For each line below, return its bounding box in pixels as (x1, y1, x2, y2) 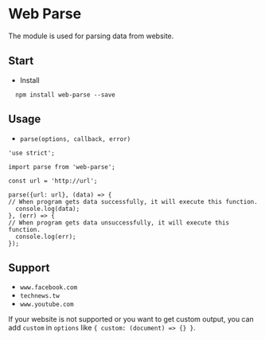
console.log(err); (15, 233, 77, 240)
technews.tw (19, 292, 60, 300)
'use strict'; (8, 149, 56, 157)
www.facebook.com (19, 283, 78, 291)
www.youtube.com (19, 300, 74, 309)
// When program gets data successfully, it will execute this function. (8, 197, 259, 205)
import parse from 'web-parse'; (8, 162, 115, 171)
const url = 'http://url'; (8, 177, 98, 185)
